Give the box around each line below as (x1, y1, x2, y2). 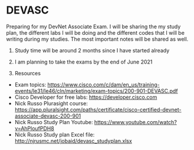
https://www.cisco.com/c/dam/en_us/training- (47, 81, 160, 88)
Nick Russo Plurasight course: (14, 99, 88, 106)
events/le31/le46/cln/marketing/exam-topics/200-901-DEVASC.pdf (14, 87, 178, 94)
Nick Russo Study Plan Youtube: (14, 118, 93, 125)
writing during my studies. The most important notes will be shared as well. (6, 35, 189, 42)
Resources (14, 69, 41, 76)
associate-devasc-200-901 (14, 112, 81, 119)
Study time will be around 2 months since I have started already (14, 46, 170, 54)
